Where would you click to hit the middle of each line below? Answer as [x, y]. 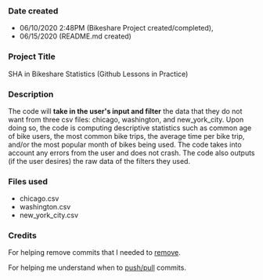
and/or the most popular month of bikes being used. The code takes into [125, 144]
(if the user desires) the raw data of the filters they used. [99, 161]
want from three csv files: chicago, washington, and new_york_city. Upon [126, 119]
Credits [22, 235]
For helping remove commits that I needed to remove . [95, 253]
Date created [33, 11]
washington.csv [45, 207]
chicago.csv [39, 198]
